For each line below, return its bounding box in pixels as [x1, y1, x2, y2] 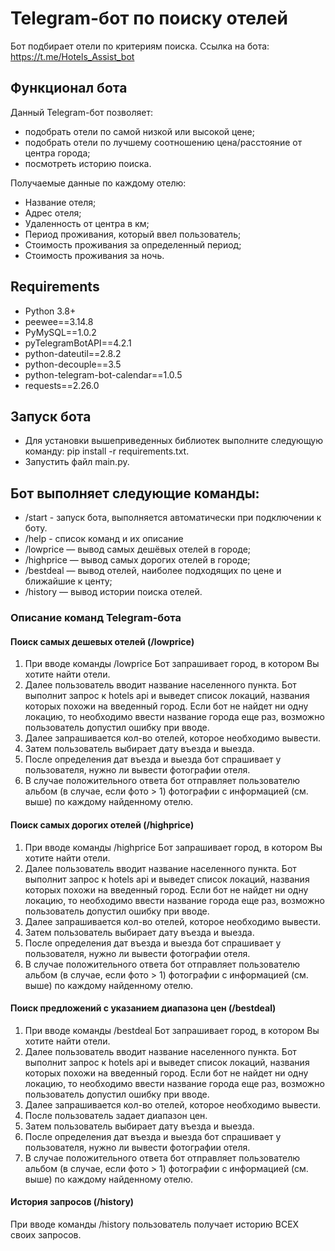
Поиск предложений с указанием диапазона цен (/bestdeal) [10, 1002, 277, 1014]
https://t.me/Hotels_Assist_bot [10, 50, 135, 62]
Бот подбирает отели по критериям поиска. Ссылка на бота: [10, 40, 270, 52]
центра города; [24, 147, 91, 159]
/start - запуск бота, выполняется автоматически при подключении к [24, 512, 322, 524]
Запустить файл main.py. [24, 456, 130, 468]
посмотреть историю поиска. [24, 157, 152, 169]
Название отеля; [24, 196, 97, 208]
